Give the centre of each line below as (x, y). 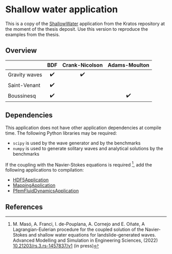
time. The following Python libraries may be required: (61, 133)
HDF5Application (31, 180)
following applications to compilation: (45, 170)
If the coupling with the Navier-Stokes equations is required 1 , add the (79, 164)
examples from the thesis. (33, 34)
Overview (21, 50)
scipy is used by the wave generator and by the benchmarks (77, 143)
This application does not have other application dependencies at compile (83, 128)
